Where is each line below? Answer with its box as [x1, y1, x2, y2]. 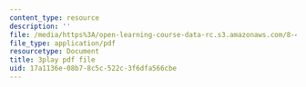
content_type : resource [9, 13, 100, 23]
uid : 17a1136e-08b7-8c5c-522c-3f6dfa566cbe [9, 64, 178, 73]
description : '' [9, 22, 71, 31]
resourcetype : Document [9, 47, 100, 56]
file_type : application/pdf [9, 38, 117, 48]
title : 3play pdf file [9, 55, 96, 64]
